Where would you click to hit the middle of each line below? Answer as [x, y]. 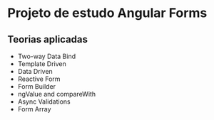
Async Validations [44, 102]
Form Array [34, 109]
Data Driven [35, 71]
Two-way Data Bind [47, 56]
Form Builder [36, 86]
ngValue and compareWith [57, 94]
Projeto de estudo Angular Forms [107, 13]
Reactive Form [39, 79]
